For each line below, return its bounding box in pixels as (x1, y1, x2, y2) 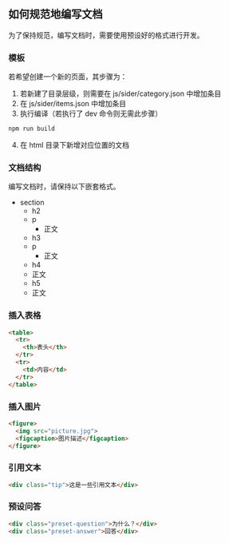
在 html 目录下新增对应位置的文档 (19, 140, 130, 149)
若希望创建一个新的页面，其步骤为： (8, 72, 128, 81)
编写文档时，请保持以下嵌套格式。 (8, 182, 120, 192)
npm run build (8, 125, 56, 133)
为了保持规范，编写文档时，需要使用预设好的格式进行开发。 (8, 30, 204, 40)
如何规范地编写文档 (8, 7, 103, 22)
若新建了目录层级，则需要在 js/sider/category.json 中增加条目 (19, 89, 222, 98)
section (19, 198, 45, 208)
